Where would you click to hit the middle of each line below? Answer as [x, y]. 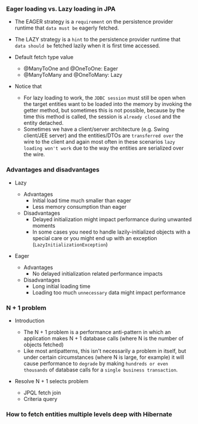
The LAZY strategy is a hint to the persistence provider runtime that [98, 40]
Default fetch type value [44, 57]
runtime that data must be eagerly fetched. [67, 28]
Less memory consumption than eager [79, 206]
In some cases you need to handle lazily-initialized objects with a [111, 232]
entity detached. [43, 123]
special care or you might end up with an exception [95, 238]
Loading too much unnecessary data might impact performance [109, 292]
